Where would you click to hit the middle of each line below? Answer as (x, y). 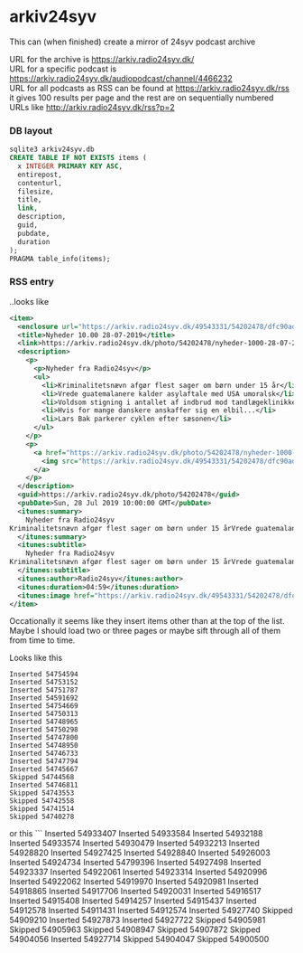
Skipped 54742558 (42, 801)
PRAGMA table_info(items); (60, 259)
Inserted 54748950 (44, 746)
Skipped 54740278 (42, 817)
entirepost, (40, 175)
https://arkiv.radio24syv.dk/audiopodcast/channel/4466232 (121, 78)
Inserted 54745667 (44, 769)
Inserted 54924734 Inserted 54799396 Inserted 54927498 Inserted (135, 863)
